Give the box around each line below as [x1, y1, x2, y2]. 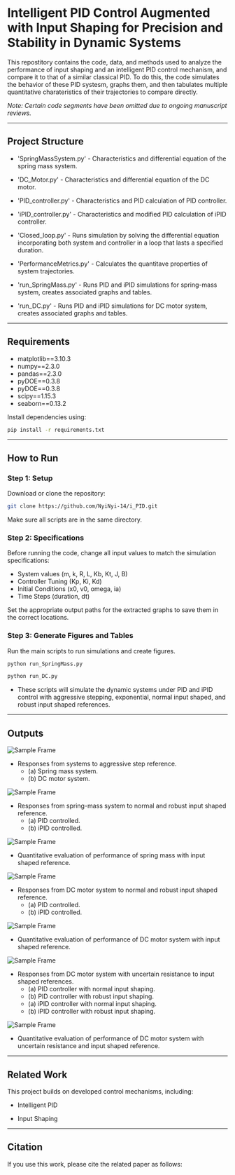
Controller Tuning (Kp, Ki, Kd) [17, 577, 103, 586]
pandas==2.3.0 [17, 369, 62, 378]
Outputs [7, 727, 44, 739]
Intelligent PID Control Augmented [7, 5, 211, 21]
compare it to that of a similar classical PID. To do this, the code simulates [7, 72, 220, 81]
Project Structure [7, 135, 84, 148]
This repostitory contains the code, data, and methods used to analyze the [7, 57, 222, 66]
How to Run [7, 452, 59, 464]
